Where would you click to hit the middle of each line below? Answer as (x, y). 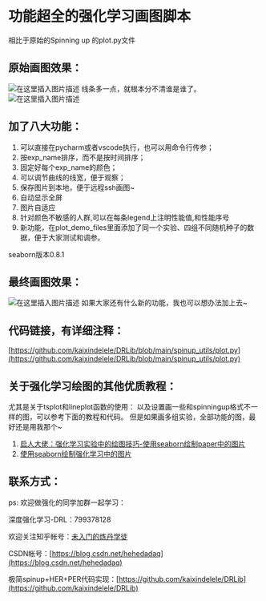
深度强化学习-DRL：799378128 (60, 519)
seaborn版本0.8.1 (36, 254)
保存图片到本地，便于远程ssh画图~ (77, 187)
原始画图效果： (45, 68)
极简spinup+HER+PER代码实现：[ (64, 579)
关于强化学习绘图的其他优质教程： (93, 386)
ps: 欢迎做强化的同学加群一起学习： (67, 502)
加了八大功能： (45, 126)
